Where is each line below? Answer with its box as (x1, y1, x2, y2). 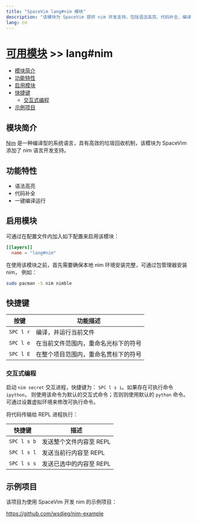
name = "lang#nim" (11, 250, 57, 256)
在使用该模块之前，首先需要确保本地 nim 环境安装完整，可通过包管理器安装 (6, 261, 188, 268)
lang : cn (6, 19, 28, 25)
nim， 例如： (6, 269, 37, 276)
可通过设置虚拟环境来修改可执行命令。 (6, 398, 98, 405)
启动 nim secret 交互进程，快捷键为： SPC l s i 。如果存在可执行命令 (6, 384, 174, 391)
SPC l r (9, 328, 30, 336)
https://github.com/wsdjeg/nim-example (6, 510, 104, 517)
